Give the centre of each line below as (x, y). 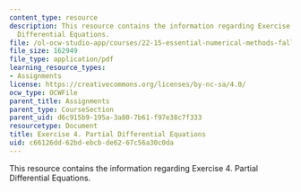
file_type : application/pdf (62, 59)
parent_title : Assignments (60, 101)
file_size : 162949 (43, 51)
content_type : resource (54, 17)
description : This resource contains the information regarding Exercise (150, 26)
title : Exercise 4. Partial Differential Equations (107, 135)
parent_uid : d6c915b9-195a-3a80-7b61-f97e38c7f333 (106, 118)
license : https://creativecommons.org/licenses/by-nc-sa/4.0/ (128, 84)
